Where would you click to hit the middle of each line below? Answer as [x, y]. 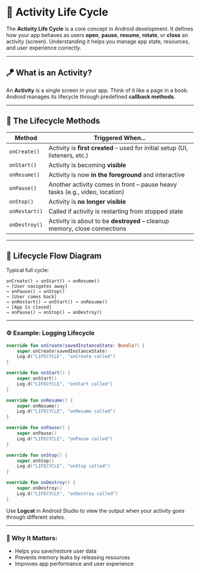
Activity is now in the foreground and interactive [117, 174]
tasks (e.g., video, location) [87, 192]
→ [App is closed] [29, 307]
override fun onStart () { [38, 373]
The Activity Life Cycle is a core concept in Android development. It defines [100, 29]
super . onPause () [37, 433]
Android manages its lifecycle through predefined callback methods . [91, 96]
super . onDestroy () [40, 488]
